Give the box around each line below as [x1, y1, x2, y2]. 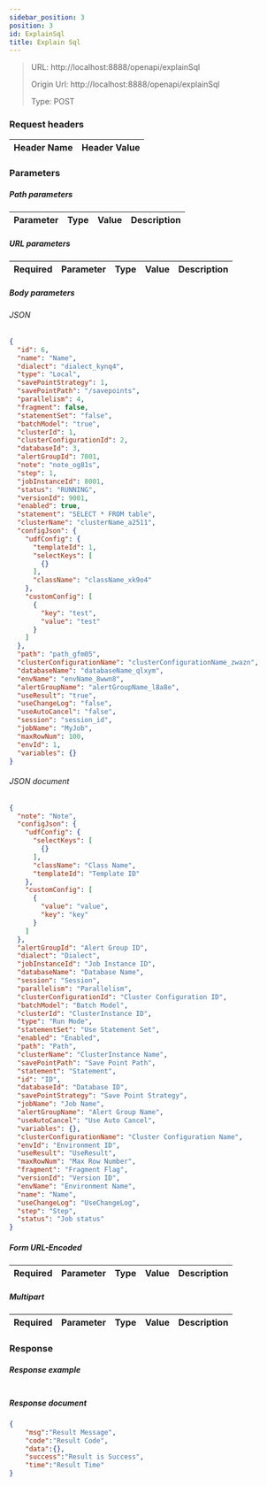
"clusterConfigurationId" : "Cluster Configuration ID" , [17, 992, 227, 1001]
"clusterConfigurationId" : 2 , [17, 435, 128, 445]
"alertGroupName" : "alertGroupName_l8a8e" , [17, 682, 179, 691]
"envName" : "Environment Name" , [17, 1182, 137, 1190]
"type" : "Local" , [17, 370, 81, 379]
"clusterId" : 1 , [17, 427, 77, 436]
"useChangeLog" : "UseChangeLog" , [17, 1198, 141, 1207]
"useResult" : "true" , [17, 691, 97, 700]
